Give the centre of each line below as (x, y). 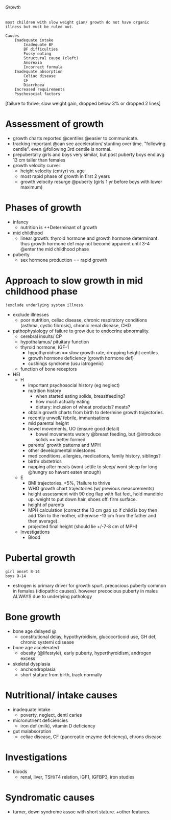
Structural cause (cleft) (51, 58)
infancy (21, 222)
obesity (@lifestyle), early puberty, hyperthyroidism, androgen (86, 653)
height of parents (46, 505)
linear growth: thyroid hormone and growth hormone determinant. (90, 238)
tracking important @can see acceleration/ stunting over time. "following (89, 144)
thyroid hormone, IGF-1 (45, 347)
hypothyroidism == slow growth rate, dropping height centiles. (93, 353)
